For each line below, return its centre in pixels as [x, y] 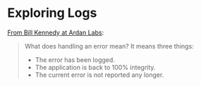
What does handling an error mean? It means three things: [109, 46]
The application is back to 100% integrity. [95, 67]
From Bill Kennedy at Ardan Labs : [56, 32]
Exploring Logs [52, 13]
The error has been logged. [75, 60]
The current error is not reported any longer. [99, 75]
